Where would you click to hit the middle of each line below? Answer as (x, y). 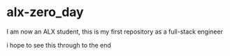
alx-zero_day (45, 12)
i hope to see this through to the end (59, 45)
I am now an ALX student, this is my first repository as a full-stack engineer (115, 31)
